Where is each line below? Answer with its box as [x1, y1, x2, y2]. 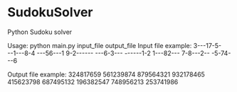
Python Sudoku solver [7, 28, 73, 36]
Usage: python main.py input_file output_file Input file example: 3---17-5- [7, 41, 222, 50]
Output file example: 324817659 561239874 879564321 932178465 [7, 70, 205, 79]
